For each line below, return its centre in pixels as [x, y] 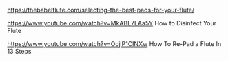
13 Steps [19, 51]
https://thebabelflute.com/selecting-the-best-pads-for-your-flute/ [101, 10]
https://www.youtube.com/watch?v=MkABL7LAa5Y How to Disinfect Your [112, 23]
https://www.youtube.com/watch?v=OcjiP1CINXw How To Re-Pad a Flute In [114, 44]
